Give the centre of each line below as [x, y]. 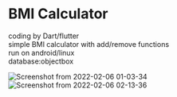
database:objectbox [41, 61]
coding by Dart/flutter [44, 36]
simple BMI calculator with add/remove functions [89, 44]
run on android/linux [41, 52]
